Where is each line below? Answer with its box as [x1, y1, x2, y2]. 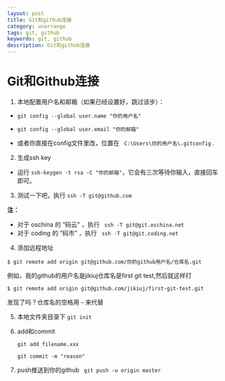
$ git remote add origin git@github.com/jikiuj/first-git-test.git [7, 285, 204, 292]
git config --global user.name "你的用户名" [16, 113, 142, 119]
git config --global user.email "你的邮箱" [16, 126, 139, 132]
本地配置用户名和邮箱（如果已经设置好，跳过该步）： [16, 97, 165, 106]
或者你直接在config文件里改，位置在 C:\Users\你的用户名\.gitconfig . [16, 139, 215, 147]
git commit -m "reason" [16, 353, 86, 360]
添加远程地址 [16, 243, 54, 251]
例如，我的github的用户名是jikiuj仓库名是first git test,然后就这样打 [7, 271, 192, 279]
